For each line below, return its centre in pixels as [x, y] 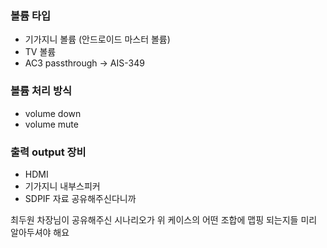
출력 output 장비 [48, 152]
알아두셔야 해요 [40, 232]
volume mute [51, 124]
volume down [53, 113]
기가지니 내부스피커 [62, 186]
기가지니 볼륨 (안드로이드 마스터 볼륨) [97, 39]
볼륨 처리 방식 [41, 91]
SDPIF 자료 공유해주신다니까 [80, 198]
